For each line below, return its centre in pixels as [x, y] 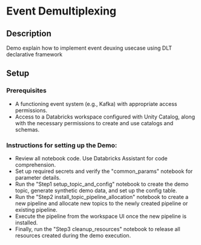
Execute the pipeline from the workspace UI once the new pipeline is [100, 216]
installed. [26, 223]
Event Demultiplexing [61, 11]
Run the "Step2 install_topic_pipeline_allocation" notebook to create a [102, 197]
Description [29, 34]
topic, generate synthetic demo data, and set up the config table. [96, 190]
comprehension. [35, 165]
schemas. [27, 129]
